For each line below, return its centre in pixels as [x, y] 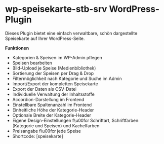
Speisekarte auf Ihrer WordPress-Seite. [45, 38]
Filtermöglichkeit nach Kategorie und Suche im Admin [67, 78]
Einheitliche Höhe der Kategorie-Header [53, 110]
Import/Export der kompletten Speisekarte [55, 84]
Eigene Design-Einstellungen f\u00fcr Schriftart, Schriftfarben [75, 120]
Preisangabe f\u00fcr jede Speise [47, 131]
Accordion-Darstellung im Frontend [48, 99]
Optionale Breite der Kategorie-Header [52, 115]
